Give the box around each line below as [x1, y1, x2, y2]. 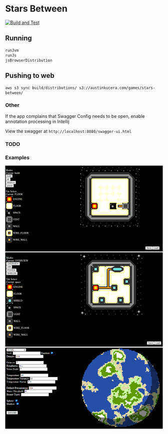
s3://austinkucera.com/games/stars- [79, 85, 155, 90]
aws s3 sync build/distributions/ [5, 85, 77, 90]
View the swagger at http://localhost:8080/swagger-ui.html [5, 128, 131, 134]
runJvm [5, 48, 19, 53]
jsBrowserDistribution [5, 58, 52, 63]
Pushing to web [5, 71, 55, 80]
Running [5, 34, 32, 42]
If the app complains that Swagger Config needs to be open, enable [5, 113, 145, 119]
